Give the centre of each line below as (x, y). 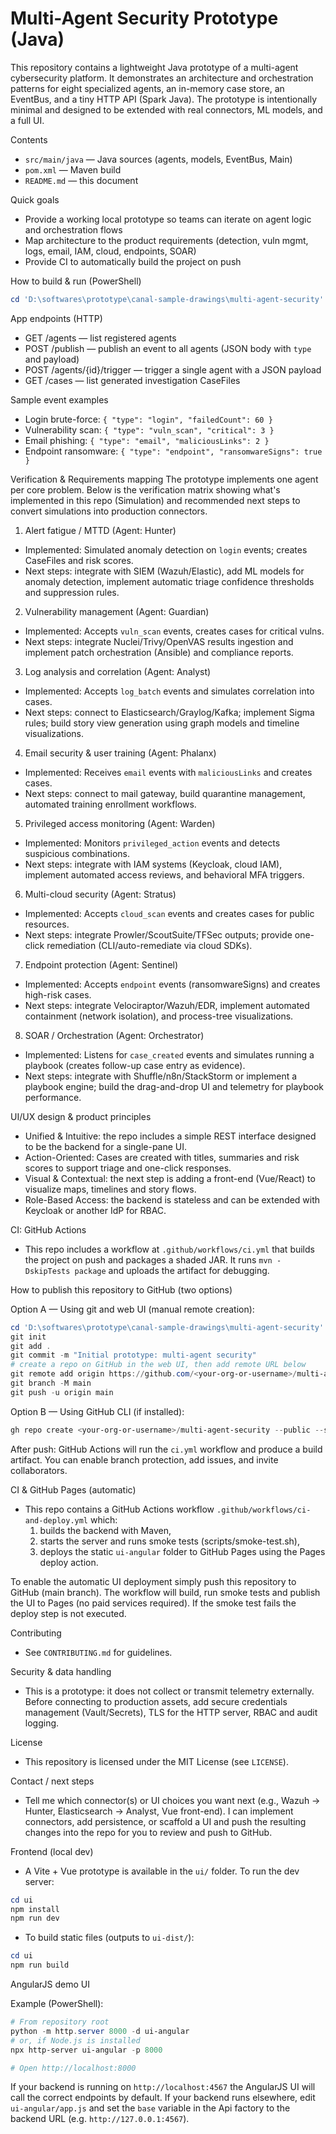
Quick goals (35, 199)
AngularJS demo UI (50, 1984)
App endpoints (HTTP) (56, 318)
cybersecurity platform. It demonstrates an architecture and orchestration (162, 78)
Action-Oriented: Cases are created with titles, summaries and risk (162, 1157)
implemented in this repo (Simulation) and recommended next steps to (155, 500)
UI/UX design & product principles (81, 1116)
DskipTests (47, 1271)
